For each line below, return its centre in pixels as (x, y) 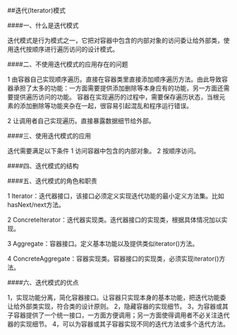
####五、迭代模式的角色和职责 (52, 181)
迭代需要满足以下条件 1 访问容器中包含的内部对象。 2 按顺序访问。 (103, 151)
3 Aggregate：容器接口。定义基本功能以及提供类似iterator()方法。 (103, 243)
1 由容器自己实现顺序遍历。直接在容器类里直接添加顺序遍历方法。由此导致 (115, 79)
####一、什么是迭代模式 (43, 25)
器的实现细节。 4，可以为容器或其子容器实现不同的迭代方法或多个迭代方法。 (118, 324)
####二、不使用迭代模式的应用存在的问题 (68, 64)
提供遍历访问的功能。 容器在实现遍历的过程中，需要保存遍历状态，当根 (116, 97)
